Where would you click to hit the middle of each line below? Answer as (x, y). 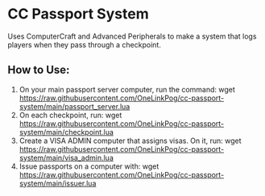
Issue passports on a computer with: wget (89, 166)
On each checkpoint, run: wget (70, 115)
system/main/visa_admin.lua (66, 157)
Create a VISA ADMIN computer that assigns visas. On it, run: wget (130, 141)
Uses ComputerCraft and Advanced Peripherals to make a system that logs (132, 36)
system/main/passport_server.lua (75, 106)
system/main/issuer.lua (58, 183)
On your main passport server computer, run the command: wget (127, 89)
